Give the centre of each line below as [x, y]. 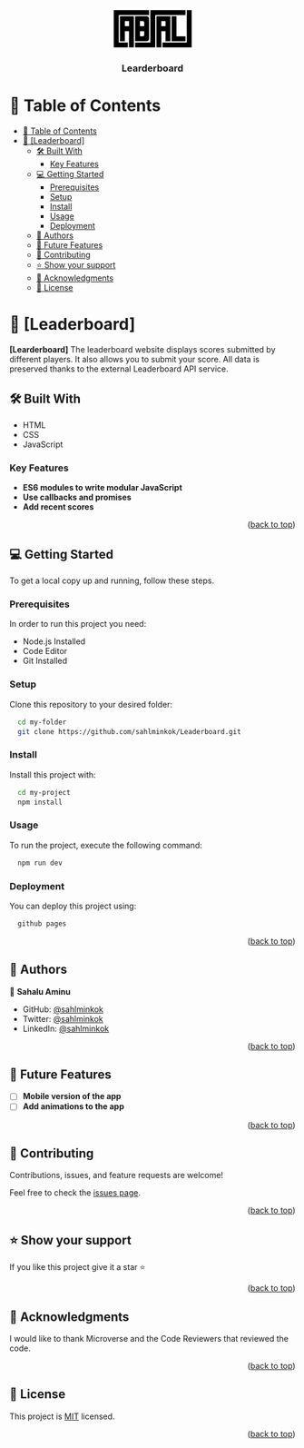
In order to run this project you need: [78, 624]
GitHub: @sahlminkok [63, 1009]
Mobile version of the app [72, 1096]
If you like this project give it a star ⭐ [78, 1267]
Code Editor [45, 651]
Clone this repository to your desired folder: [91, 704]
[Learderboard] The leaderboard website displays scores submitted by [142, 350]
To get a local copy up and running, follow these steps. [112, 580]
